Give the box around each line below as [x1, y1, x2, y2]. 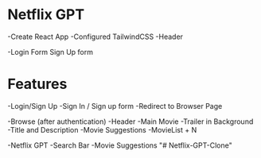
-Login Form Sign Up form [7, 47, 93, 56]
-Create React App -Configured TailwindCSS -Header [7, 32, 184, 41]
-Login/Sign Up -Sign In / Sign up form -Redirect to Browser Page [7, 101, 223, 110]
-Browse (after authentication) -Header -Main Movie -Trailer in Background [7, 117, 254, 126]
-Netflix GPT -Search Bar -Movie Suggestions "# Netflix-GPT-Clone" [7, 141, 232, 150]
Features [7, 75, 68, 93]
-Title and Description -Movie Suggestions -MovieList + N [7, 125, 197, 134]
